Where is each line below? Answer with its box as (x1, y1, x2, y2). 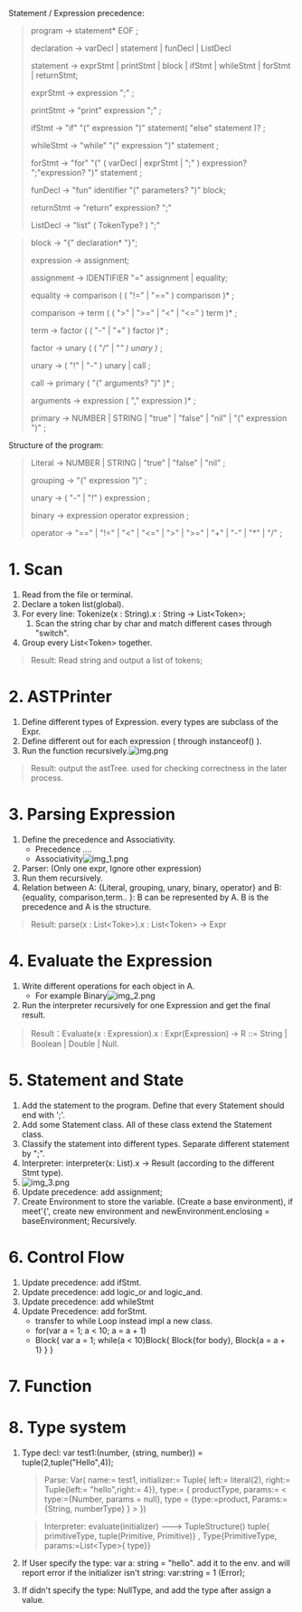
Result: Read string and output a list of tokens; (30, 654, 203, 665)
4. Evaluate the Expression (8, 950, 213, 971)
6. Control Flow (8, 1246, 125, 1267)
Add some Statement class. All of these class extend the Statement (21, 1119, 272, 1130)
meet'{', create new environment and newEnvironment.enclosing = (21, 1206, 270, 1216)
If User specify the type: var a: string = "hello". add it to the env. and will (21, 1557, 290, 1569)
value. (21, 1594, 45, 1605)
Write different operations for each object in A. (21, 980, 195, 991)
